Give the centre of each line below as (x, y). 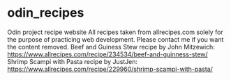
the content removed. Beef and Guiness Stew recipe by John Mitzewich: (111, 47)
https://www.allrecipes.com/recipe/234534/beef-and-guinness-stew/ (107, 54)
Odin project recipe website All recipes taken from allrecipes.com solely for (115, 32)
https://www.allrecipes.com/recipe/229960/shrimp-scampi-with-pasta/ (110, 69)
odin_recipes (46, 13)
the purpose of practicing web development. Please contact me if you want (115, 39)
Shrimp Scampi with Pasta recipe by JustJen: (73, 61)
